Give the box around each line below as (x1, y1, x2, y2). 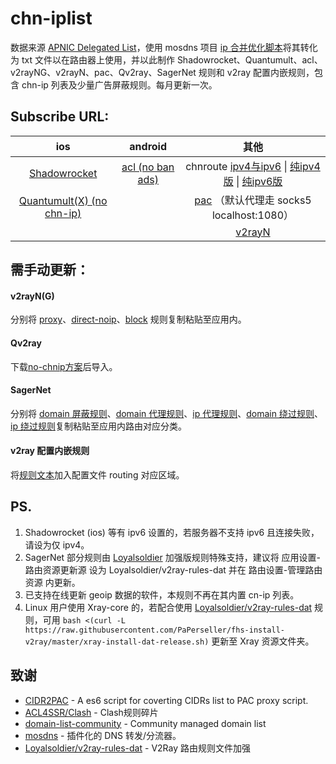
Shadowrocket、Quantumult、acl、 (176, 53, 323, 66)
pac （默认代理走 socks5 (194, 193, 312, 207)
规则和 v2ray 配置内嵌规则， (198, 66, 315, 78)
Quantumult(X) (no (18, 193, 108, 207)
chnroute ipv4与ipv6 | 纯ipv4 (185, 159, 321, 173)
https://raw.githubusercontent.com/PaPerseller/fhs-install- (24, 625, 286, 635)
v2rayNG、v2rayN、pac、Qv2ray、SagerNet (10, 66, 197, 78)
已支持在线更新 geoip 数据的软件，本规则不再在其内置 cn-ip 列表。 (24, 588, 300, 601)
